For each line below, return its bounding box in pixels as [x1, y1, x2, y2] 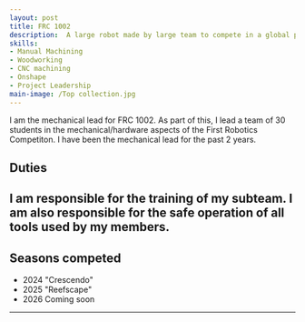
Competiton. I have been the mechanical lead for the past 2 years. [9, 134, 257, 145]
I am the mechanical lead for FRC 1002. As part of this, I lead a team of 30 [9, 115, 286, 126]
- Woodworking [9, 55, 64, 65]
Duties [9, 160, 47, 176]
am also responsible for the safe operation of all [9, 206, 285, 221]
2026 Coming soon [22, 294, 95, 305]
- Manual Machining [9, 47, 84, 56]
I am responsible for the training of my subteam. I [9, 191, 293, 206]
